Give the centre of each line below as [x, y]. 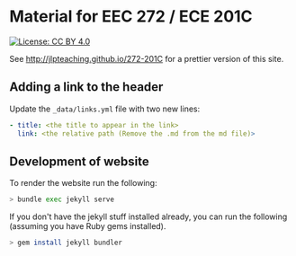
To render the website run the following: [83, 183]
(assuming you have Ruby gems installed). [88, 226]
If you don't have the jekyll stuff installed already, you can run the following [148, 216]
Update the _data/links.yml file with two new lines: [105, 109]
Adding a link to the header [86, 87]
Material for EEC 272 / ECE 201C [131, 17]
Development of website [80, 161]
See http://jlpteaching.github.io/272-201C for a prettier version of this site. [147, 58]
